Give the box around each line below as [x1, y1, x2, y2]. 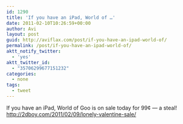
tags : [6, 82, 20, 88]
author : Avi [6, 25, 36, 32]
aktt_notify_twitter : [6, 48, 61, 54]
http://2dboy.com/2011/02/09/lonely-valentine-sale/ [6, 110, 137, 118]
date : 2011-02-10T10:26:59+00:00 [6, 20, 91, 26]
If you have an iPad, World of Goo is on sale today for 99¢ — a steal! [6, 104, 178, 111]
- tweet [12, 88, 32, 94]
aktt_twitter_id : [6, 59, 50, 65]
